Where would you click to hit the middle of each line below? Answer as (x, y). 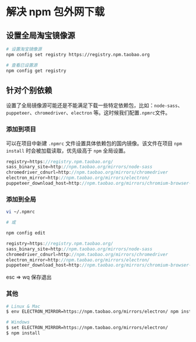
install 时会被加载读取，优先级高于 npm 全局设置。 (67, 150)
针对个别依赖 (29, 90)
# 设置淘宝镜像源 (24, 49)
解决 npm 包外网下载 (55, 12)
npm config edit (26, 233)
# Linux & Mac (23, 306)
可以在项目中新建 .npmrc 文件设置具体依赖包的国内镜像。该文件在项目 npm (94, 143)
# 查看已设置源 (22, 65)
